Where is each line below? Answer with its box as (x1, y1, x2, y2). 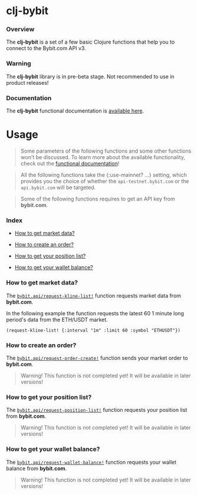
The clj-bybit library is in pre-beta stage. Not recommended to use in (6, 72, 175, 80)
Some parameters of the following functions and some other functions (20, 147, 192, 154)
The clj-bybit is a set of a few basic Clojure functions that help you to (6, 38, 175, 45)
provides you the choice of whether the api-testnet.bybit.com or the (20, 178, 189, 185)
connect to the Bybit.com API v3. (6, 45, 87, 52)
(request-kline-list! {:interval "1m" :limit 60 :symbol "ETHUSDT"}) (6, 327, 181, 334)
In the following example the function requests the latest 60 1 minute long (6, 309, 185, 316)
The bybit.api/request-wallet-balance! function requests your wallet (6, 458, 177, 466)
